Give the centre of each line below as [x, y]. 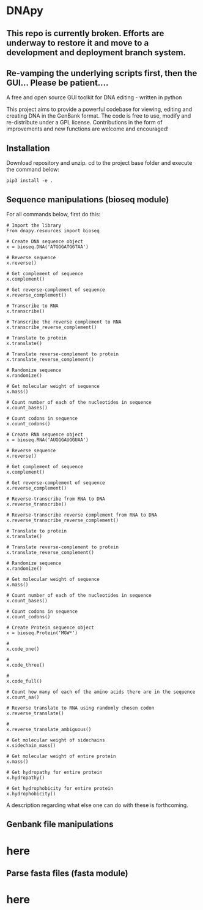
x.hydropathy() [26, 778]
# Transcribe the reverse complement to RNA [64, 322]
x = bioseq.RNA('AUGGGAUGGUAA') [47, 440]
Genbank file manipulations [60, 825]
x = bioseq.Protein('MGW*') [42, 633]
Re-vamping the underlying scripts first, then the [102, 73]
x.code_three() [26, 665]
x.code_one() [23, 649]
